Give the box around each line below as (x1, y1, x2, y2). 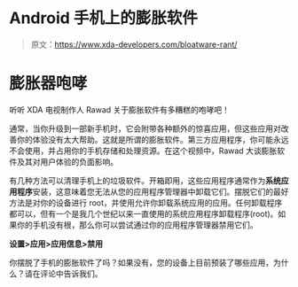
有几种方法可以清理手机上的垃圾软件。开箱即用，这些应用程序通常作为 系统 (9, 175, 281, 186)
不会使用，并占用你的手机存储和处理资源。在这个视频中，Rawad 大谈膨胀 (9, 145, 278, 156)
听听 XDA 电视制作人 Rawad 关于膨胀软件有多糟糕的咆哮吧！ (9, 104, 231, 115)
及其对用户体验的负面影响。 (16, 156, 118, 167)
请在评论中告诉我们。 (24, 268, 103, 279)
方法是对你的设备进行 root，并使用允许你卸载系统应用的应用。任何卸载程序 (9, 197, 283, 208)
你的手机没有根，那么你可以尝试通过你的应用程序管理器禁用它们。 (16, 219, 258, 230)
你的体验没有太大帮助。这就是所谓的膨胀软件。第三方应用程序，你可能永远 (16, 134, 289, 144)
